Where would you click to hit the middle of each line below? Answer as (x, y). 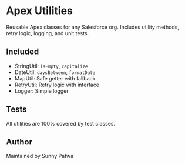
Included (23, 52)
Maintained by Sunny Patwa (40, 156)
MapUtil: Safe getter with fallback (55, 78)
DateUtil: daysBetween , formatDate (55, 72)
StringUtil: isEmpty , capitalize (51, 66)
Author (19, 142)
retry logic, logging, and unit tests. (48, 33)
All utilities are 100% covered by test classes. (61, 123)
